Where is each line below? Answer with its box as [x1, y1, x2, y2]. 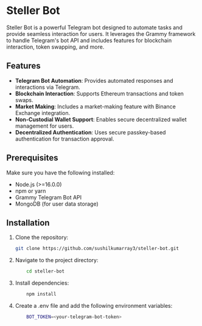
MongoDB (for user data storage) [15, 200, 99, 207]
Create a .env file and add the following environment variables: [15, 302, 173, 309]
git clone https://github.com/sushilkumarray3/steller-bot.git [15, 246, 179, 252]
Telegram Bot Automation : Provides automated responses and [15, 77, 173, 84]
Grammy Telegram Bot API [15, 193, 82, 201]
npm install [26, 291, 57, 297]
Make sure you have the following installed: [6, 168, 115, 176]
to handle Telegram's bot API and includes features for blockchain [6, 36, 172, 44]
